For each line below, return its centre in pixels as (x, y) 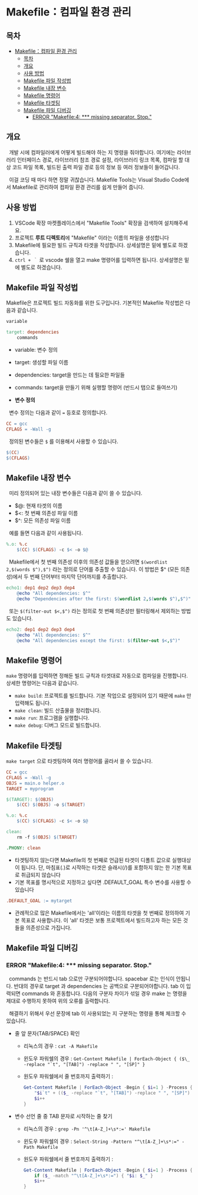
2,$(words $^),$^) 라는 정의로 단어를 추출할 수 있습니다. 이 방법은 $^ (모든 (93, 569)
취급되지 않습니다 (41, 875)
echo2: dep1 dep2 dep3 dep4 (41, 629)
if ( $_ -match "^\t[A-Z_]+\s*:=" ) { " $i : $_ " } (94, 1175)
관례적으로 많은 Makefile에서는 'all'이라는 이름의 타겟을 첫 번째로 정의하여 (99, 913)
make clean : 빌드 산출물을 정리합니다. (58, 711)
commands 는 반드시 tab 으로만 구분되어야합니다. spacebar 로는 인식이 (92, 979)
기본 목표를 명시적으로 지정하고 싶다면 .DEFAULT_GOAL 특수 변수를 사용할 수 (103, 882)
